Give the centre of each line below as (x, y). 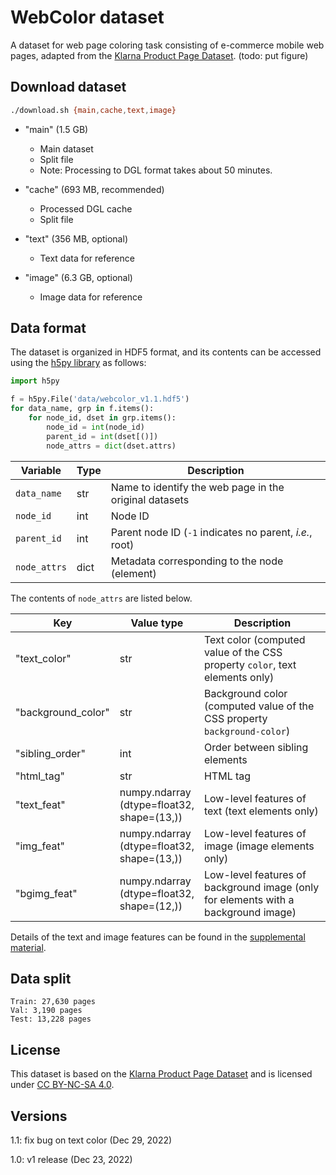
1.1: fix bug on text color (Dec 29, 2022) (91, 1140)
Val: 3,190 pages (46, 1011)
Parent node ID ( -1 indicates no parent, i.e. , (211, 532)
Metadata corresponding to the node (197, 561)
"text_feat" (40, 804)
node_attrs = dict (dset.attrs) (111, 446)
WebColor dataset (87, 17)
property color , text (250, 664)
